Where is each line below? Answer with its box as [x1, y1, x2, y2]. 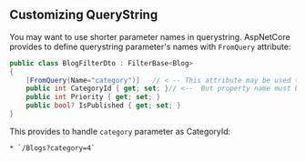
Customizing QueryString [9, 7, 158, 23]
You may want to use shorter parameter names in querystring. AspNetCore [9, 31, 291, 42]
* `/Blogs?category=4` [9, 143, 96, 153]
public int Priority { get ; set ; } [25, 93, 161, 102]
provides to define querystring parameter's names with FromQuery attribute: [9, 41, 291, 52]
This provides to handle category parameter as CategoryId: [9, 126, 231, 137]
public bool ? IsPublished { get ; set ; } [25, 101, 181, 110]
